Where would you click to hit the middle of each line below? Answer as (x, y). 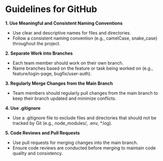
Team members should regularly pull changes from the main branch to (85, 93)
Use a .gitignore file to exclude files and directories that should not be (85, 118)
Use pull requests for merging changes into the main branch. (75, 142)
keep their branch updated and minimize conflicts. (64, 98)
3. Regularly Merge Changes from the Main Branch (59, 83)
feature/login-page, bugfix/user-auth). (52, 73)
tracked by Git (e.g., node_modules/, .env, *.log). (62, 123)
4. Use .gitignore (23, 108)
